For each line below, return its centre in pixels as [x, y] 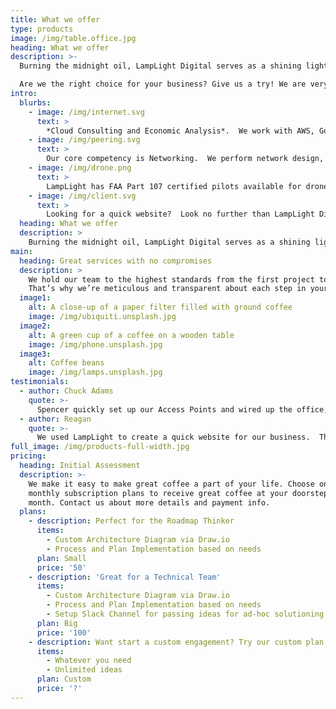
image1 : [35, 298]
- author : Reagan [55, 419]
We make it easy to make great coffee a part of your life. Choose [171, 484]
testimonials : [40, 382]
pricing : [28, 456]
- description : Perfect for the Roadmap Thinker [131, 521]
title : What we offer [55, 19]
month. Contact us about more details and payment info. [149, 502]
